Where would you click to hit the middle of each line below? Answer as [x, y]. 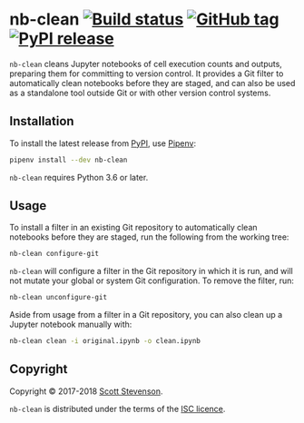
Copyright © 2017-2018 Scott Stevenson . [86, 391]
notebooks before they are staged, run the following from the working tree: [149, 237]
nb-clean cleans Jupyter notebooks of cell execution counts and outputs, [146, 64]
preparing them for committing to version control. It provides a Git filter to [147, 74]
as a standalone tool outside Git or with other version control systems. [140, 93]
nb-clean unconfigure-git [58, 298]
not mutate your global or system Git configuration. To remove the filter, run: [152, 280]
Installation [42, 121]
